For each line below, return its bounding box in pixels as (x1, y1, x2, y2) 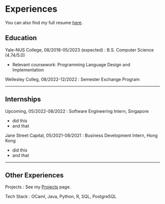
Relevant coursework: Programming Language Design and (12, 61, 131, 67)
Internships (5, 95, 41, 103)
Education (5, 34, 37, 42)
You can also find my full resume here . (5, 20, 83, 25)
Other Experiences (5, 171, 64, 179)
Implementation (12, 67, 44, 73)
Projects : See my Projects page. (5, 184, 71, 190)
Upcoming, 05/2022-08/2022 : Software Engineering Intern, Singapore (5, 108, 149, 114)
